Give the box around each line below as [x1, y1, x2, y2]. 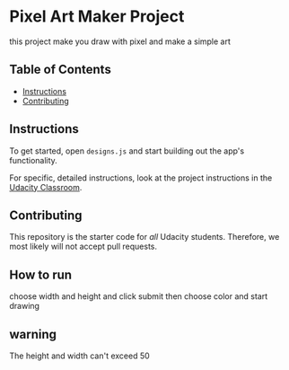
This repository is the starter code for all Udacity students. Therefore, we [9, 232, 280, 242]
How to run [9, 267, 73, 282]
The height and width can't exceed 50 [9, 350, 150, 361]
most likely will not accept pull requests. [9, 241, 158, 252]
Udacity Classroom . [9, 181, 83, 192]
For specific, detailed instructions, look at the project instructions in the [9, 172, 273, 183]
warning [9, 326, 57, 342]
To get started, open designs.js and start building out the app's [9, 145, 245, 156]
